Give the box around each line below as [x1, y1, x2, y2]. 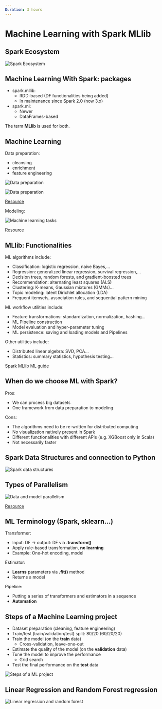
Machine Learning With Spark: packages [5, 75, 131, 83]
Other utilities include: [5, 339, 49, 345]
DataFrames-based [19, 113, 58, 120]
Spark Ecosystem [5, 47, 60, 56]
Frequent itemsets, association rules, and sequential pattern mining [12, 295, 147, 301]
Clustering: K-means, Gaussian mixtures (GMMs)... [12, 285, 114, 290]
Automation [12, 598, 37, 604]
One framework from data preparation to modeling [12, 404, 113, 411]
